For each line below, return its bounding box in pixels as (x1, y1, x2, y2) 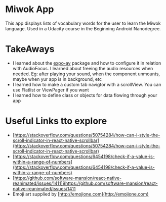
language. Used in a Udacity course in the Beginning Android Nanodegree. (5, 25, 161, 31)
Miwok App (5, 4, 54, 15)
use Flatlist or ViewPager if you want (12, 87, 90, 93)
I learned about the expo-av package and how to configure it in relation (12, 60, 161, 66)
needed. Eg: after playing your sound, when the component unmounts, (12, 71, 160, 77)
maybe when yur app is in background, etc (12, 76, 102, 82)
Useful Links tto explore (5, 115, 107, 127)
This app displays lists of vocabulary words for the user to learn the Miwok (5, 20, 161, 26)
